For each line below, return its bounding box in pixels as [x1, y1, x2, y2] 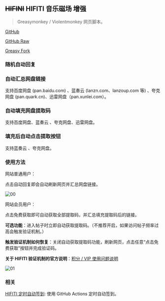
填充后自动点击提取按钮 [5, 133, 61, 140]
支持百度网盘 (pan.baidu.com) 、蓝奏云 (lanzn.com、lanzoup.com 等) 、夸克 [5, 88, 161, 94]
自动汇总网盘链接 [5, 75, 46, 82]
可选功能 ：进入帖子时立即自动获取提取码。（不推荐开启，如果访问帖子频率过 [5, 222, 159, 228]
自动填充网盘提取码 [5, 107, 51, 114]
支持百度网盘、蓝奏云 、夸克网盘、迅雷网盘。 [5, 119, 97, 125]
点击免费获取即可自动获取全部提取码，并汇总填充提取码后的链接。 [5, 212, 139, 218]
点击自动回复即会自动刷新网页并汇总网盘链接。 [5, 181, 100, 187]
